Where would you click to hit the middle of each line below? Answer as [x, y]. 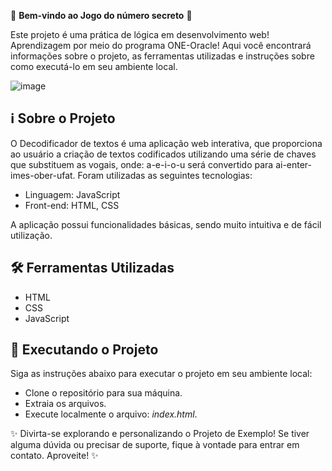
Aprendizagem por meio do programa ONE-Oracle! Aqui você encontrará [161, 45]
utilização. [31, 235]
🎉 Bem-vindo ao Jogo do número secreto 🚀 [101, 15]
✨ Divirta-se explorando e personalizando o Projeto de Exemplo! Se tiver [160, 434]
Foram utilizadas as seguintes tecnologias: [165, 175]
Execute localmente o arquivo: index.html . [111, 414]
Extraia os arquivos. [65, 404]
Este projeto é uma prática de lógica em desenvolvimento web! [140, 34]
